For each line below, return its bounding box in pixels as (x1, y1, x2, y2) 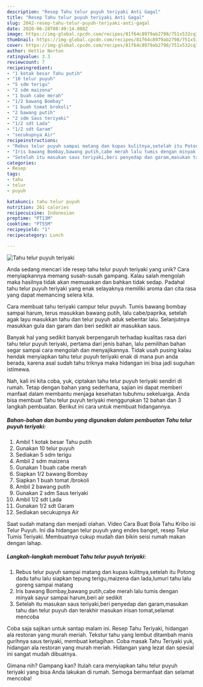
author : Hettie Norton (7, 48, 64, 54)
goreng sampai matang (15, 581, 73, 588)
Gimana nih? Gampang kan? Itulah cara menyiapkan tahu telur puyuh (7, 662, 178, 669)
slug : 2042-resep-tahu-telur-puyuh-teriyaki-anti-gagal (7, 20, 150, 26)
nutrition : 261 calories (7, 204, 69, 211)
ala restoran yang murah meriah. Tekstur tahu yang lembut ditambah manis (7, 631, 193, 638)
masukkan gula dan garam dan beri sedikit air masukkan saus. (7, 322, 161, 329)
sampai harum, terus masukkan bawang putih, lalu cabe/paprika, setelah (7, 309, 187, 316)
